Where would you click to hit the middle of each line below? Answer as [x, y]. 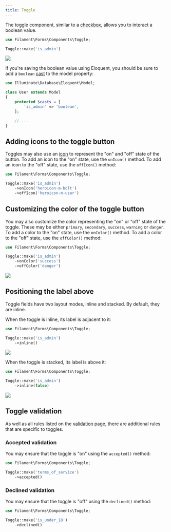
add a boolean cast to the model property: [50, 74]
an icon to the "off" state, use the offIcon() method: [61, 165]
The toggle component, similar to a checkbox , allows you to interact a [79, 25]
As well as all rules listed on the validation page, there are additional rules [83, 424]
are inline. [16, 309]
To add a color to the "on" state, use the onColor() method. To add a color [84, 232]
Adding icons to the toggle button [60, 141]
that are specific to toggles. [34, 429]
